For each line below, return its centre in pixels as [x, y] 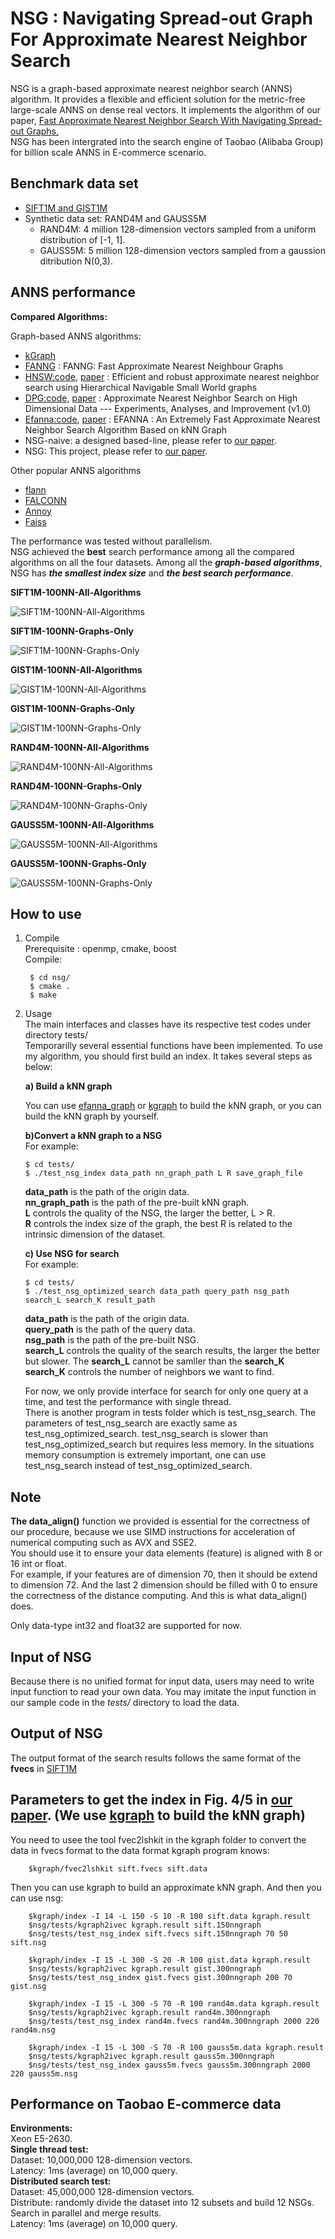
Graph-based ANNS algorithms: [76, 336]
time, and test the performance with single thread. [128, 1402]
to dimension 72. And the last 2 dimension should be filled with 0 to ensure [164, 1585]
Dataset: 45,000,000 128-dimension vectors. [102, 2192]
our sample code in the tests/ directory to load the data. [125, 1702]
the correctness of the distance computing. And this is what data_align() [159, 1596]
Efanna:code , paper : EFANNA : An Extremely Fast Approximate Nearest [172, 419]
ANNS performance [73, 292]
